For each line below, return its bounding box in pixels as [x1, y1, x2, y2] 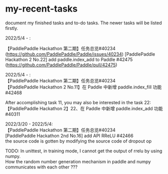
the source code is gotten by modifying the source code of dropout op [5, 138, 152, 144]
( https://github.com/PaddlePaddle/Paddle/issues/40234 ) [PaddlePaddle [5, 51, 155, 57]
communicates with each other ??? [5, 164, 78, 170]
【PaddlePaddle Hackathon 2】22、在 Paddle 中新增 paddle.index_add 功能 [5, 105, 163, 111]
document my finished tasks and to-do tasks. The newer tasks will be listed [5, 20, 162, 26]
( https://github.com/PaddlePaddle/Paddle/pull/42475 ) [5, 62, 118, 68]
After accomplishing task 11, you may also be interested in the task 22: [5, 99, 151, 105]
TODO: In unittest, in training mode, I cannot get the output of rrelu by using [5, 148, 162, 154]
